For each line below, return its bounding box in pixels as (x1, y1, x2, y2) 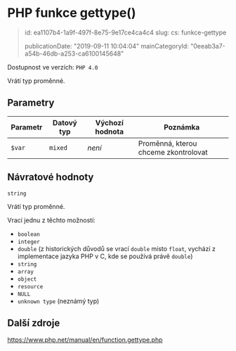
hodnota (94, 127, 124, 136)
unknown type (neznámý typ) (17, 297, 100, 305)
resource (17, 283, 44, 290)
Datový (52, 117, 77, 127)
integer (17, 238, 40, 245)
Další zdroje (7, 317, 60, 328)
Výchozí (95, 117, 124, 127)
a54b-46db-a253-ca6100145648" (24, 49, 124, 58)
